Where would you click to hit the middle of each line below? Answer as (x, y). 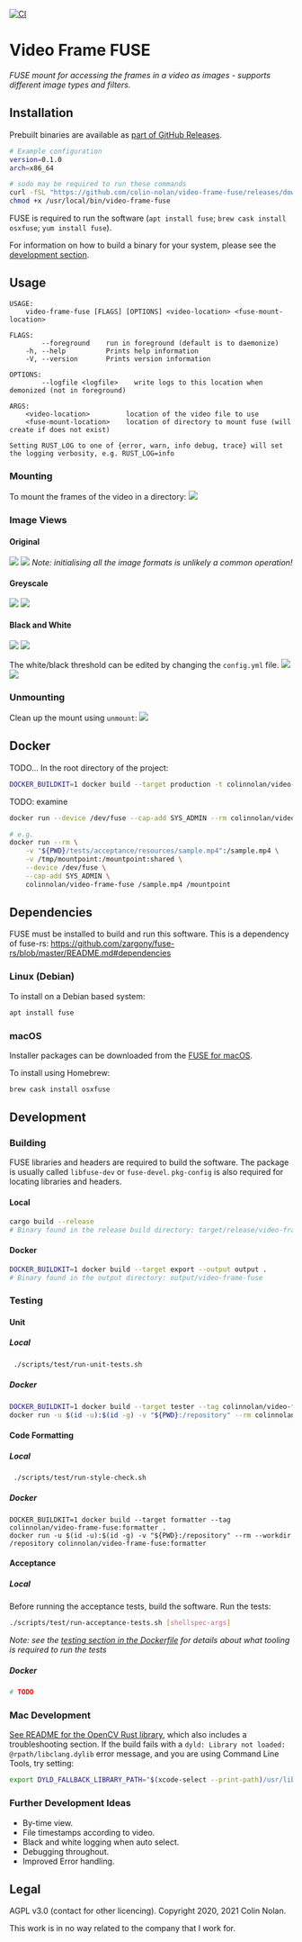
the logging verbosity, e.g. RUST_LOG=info (92, 453)
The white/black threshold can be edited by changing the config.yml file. (144, 664)
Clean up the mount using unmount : (73, 718)
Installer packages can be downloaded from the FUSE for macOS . (131, 1055)
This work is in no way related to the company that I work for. (123, 1928)
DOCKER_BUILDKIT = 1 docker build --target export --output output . (138, 1269)
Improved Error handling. (68, 1861)
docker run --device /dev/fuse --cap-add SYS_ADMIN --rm (118, 818)
